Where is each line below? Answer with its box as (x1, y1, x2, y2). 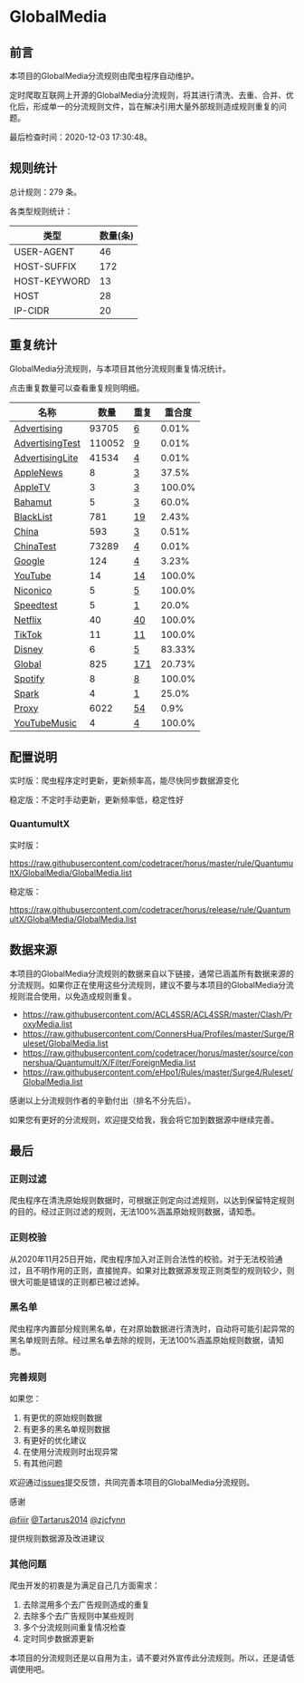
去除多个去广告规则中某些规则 (22, 1610, 134, 1621)
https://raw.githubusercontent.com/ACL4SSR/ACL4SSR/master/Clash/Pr (22, 1009, 292, 1020)
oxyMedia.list (22, 1018, 72, 1030)
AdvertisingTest (14, 437, 81, 450)
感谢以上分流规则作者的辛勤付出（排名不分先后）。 (9, 1095, 196, 1106)
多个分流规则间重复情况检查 (22, 1622, 127, 1633)
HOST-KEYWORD (14, 275, 90, 287)
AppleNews (14, 466, 63, 479)
